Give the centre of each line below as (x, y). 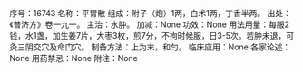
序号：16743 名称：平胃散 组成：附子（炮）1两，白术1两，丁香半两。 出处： (151, 13)
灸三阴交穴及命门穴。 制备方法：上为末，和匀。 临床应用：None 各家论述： (150, 47)
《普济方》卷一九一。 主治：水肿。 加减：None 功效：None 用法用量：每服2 (150, 24)
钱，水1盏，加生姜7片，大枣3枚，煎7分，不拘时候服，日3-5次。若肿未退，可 (152, 36)
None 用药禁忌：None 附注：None (74, 58)
